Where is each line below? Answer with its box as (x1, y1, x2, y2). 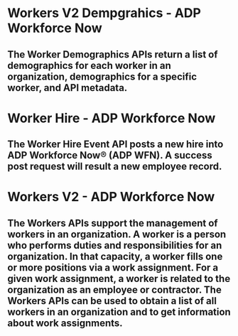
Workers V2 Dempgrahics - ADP (7, 5, 201, 21)
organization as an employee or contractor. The (7, 283, 222, 296)
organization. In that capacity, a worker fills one (7, 250, 223, 262)
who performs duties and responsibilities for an (7, 239, 222, 251)
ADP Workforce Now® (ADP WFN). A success (7, 149, 213, 161)
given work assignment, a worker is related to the (7, 272, 231, 285)
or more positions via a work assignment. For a (7, 261, 219, 273)
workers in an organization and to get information (7, 305, 231, 318)
